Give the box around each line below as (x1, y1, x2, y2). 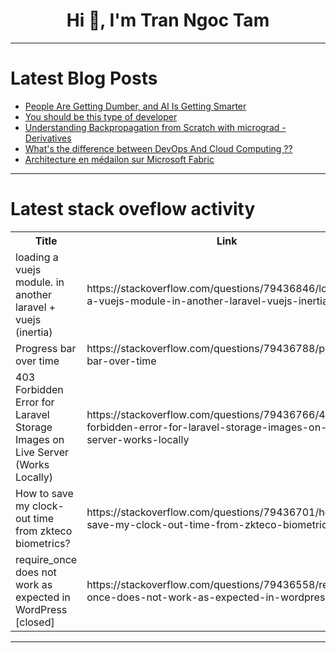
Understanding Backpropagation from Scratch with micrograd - (24, 121, 287, 133)
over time (15, 354, 60, 368)
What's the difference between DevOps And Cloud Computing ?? (24, 142, 293, 154)
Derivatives (24, 132, 72, 144)
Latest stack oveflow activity (10, 198, 256, 221)
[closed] (15, 615, 55, 629)
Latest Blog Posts (10, 67, 158, 90)
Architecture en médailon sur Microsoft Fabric (24, 153, 215, 165)
